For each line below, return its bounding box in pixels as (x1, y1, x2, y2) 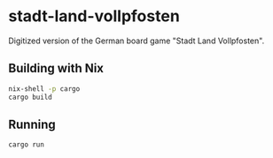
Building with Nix (8, 61, 104, 76)
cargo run (8, 140, 45, 149)
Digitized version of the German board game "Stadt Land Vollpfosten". (8, 35, 265, 46)
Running (8, 117, 57, 132)
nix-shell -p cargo (8, 84, 81, 94)
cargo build (8, 93, 52, 102)
